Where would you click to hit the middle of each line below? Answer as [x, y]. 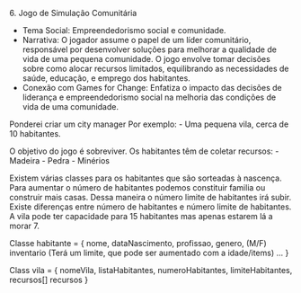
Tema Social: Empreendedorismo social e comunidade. [124, 30]
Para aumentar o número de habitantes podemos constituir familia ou [137, 187]
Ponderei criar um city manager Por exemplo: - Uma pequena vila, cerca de [149, 124]
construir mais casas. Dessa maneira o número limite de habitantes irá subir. [150, 197]
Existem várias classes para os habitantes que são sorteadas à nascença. [146, 178]
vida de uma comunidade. [71, 107]
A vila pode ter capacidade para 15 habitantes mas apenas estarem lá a [141, 216]
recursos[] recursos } [49, 280]
